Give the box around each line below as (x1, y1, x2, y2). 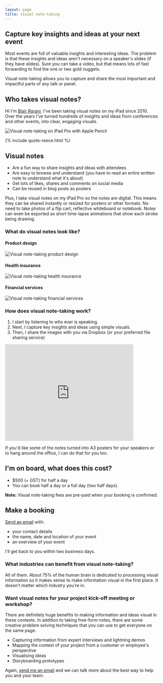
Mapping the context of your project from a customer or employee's (12, 642, 149, 648)
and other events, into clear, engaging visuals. (5, 119, 98, 125)
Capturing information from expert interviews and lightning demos (12, 637, 145, 643)
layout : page (5, 7, 32, 12)
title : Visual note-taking (5, 12, 60, 17)
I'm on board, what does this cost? (5, 464, 112, 473)
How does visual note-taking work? (5, 307, 91, 314)
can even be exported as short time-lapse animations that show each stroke (5, 210, 158, 216)
